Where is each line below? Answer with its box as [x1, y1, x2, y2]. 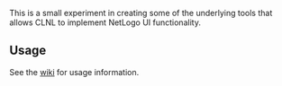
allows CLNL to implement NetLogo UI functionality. [9, 17, 201, 28]
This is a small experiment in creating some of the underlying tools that [9, 8, 273, 18]
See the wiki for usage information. [9, 66, 140, 77]
